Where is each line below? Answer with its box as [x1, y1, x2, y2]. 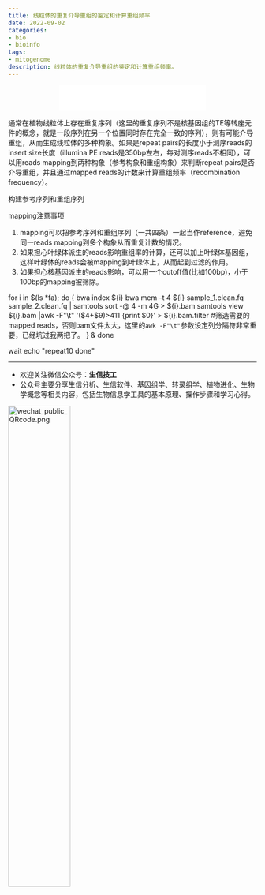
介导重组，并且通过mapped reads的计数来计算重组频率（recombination [8, 167, 241, 177]
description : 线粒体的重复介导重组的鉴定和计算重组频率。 [8, 63, 177, 71]
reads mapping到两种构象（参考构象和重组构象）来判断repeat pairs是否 [21, 157, 255, 167]
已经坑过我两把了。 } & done [21, 330, 114, 339]
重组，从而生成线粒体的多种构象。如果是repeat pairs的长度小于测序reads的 [8, 137, 252, 147]
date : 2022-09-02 [8, 19, 65, 27]
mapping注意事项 [8, 211, 65, 220]
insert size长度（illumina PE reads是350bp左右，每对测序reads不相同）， [8, 148, 244, 157]
